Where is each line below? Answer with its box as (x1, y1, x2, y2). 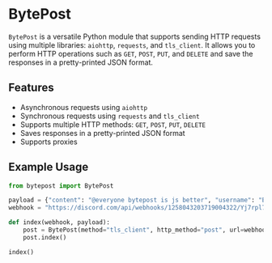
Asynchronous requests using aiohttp (19, 102, 148, 112)
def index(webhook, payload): (8, 218, 111, 227)
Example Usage (8, 160, 89, 174)
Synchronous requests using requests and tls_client (19, 111, 200, 121)
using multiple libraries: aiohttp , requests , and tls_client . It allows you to (8, 40, 256, 49)
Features (8, 81, 54, 95)
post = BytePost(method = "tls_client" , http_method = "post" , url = (23, 226, 244, 235)
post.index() (23, 233, 67, 241)
